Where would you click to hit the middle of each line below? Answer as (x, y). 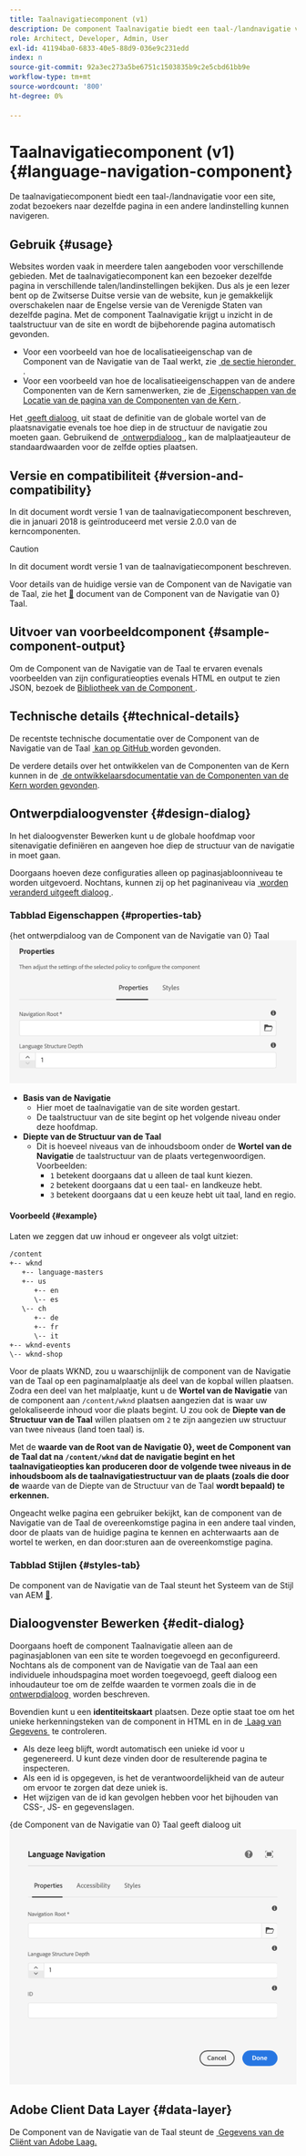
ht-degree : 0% (36, 96)
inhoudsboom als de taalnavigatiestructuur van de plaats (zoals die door (149, 1475)
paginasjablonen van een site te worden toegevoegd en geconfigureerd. (145, 1655)
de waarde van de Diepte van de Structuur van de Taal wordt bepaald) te (147, 1485)
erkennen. (30, 1495)
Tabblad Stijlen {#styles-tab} (75, 1566)
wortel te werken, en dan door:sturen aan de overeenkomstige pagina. (141, 1542)
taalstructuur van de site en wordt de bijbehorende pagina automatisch (143, 324)
